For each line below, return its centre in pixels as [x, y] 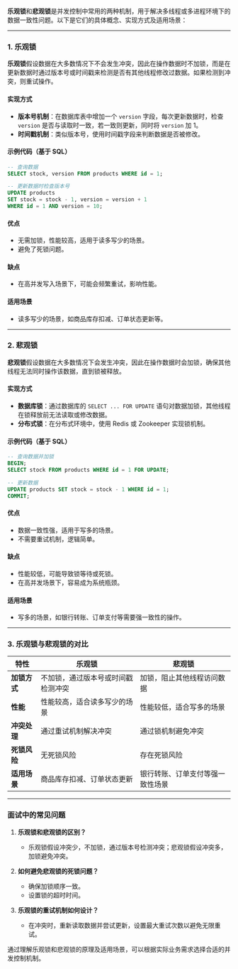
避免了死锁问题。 [42, 249]
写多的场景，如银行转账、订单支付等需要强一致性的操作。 [101, 617]
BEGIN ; [17, 464]
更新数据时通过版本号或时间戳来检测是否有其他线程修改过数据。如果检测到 [116, 72]
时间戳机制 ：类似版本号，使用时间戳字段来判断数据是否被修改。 [110, 134]
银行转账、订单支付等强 [179, 774]
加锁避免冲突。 [50, 856]
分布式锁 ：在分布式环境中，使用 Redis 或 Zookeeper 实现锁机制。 [113, 424]
